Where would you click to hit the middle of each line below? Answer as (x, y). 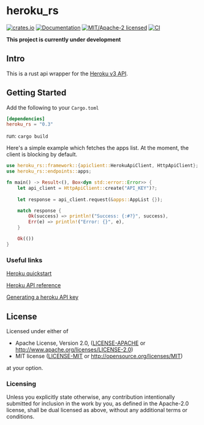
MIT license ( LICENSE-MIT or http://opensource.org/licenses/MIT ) (99, 356)
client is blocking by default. (42, 154)
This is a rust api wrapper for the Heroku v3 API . (67, 73)
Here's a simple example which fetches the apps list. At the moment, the (97, 148)
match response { (40, 211)
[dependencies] (26, 119)
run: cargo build (27, 136)
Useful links (25, 260)
